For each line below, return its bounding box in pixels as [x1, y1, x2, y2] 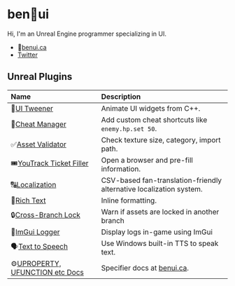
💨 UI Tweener [10, 103, 54, 113]
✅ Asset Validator [10, 139, 66, 149]
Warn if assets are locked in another [101, 207, 220, 217]
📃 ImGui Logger [10, 227, 60, 237]
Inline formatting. [101, 196, 157, 205]
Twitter [17, 50, 38, 59]
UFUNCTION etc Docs [10, 267, 84, 277]
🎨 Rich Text [10, 196, 46, 205]
